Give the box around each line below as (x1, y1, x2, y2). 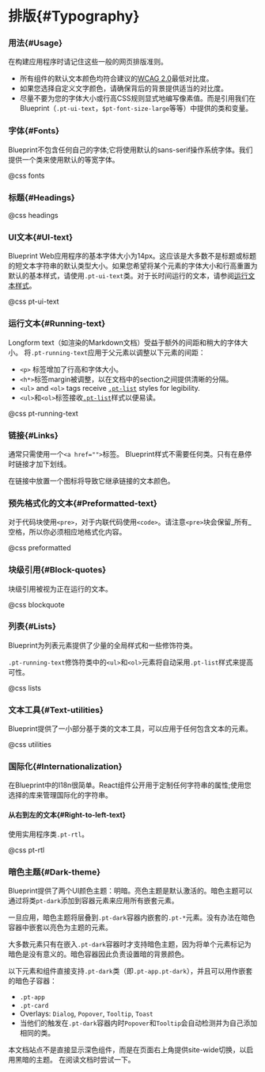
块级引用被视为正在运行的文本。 (8, 584, 112, 593)
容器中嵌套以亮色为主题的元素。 (8, 922, 112, 932)
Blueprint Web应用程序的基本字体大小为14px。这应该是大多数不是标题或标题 (8, 251, 257, 261)
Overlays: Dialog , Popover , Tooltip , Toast (19, 1009, 153, 1018)
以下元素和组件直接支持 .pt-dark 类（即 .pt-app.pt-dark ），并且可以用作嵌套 (8, 966, 253, 975)
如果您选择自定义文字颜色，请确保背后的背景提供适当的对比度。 (19, 84, 228, 94)
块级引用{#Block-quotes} (8, 565, 107, 576)
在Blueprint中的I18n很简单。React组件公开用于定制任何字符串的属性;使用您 (8, 780, 252, 790)
